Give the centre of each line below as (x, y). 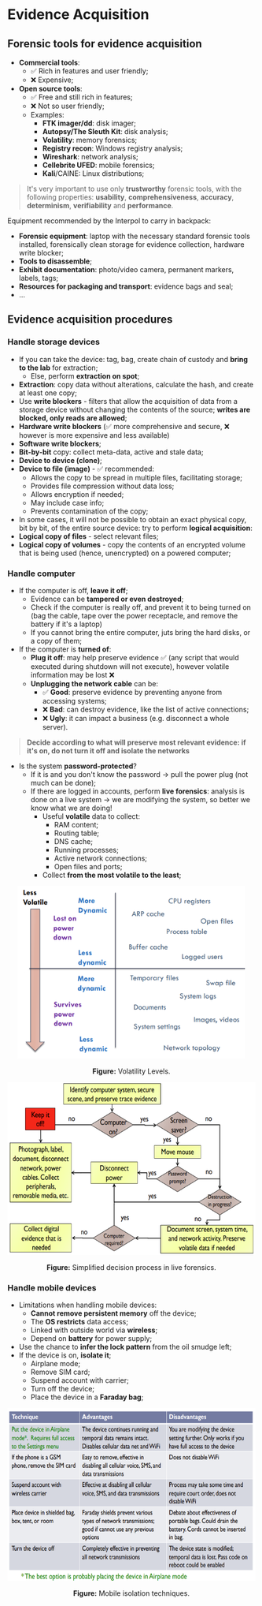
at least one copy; (48, 393)
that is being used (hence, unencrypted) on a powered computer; (125, 553)
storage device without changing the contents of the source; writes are (135, 409)
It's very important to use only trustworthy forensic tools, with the (134, 189)
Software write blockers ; (60, 443)
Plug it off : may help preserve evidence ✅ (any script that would (135, 657)
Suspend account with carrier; (79, 1380)
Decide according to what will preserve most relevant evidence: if (136, 742)
